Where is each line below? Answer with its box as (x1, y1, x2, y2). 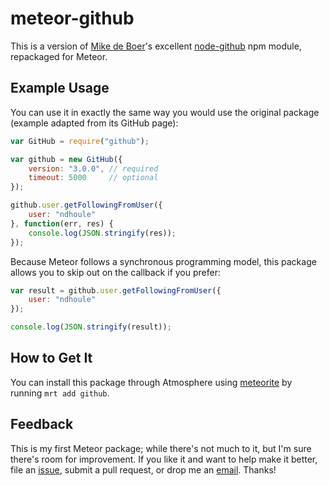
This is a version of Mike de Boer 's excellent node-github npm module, (10, 40, 302, 52)
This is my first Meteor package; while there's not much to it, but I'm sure (10, 442, 312, 454)
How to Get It (10, 350, 93, 367)
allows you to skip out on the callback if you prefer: (10, 266, 221, 278)
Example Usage (10, 80, 110, 97)
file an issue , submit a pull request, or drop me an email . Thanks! (10, 463, 277, 476)
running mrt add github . (10, 387, 110, 399)
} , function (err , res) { (10, 218, 114, 229)
